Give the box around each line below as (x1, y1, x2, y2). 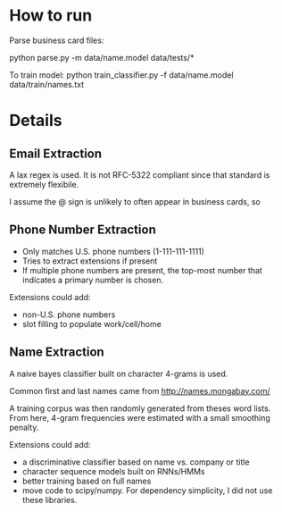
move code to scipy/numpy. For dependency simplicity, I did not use (21, 484, 273, 496)
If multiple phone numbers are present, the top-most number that (21, 264, 263, 275)
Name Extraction (9, 345, 104, 360)
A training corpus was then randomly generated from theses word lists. (9, 403, 271, 414)
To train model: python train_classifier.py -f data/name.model (9, 69, 234, 80)
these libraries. (21, 494, 78, 505)
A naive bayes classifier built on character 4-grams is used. (9, 368, 228, 379)
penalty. (9, 422, 39, 432)
